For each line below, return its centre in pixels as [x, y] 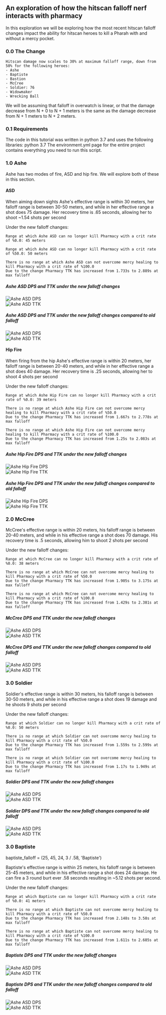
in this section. [21, 179]
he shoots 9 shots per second [36, 704]
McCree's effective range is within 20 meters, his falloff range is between [80, 530]
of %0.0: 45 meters [26, 240]
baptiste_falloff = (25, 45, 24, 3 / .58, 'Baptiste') [54, 858]
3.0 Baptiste [21, 847]
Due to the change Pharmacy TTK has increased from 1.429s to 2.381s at [82, 603]
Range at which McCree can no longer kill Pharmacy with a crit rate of [82, 559]
